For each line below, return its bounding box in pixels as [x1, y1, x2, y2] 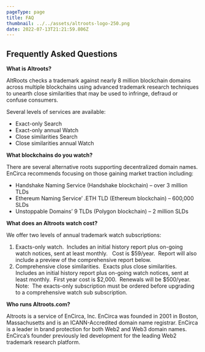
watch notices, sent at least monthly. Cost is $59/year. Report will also [15, 250, 197, 257]
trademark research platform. [6, 339, 81, 346]
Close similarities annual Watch [15, 140, 94, 147]
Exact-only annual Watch [15, 127, 78, 134]
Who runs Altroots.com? [6, 301, 70, 308]
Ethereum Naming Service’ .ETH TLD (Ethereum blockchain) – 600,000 [15, 195, 194, 202]
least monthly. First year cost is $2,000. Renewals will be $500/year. [15, 276, 191, 283]
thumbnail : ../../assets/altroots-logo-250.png [6, 20, 130, 26]
